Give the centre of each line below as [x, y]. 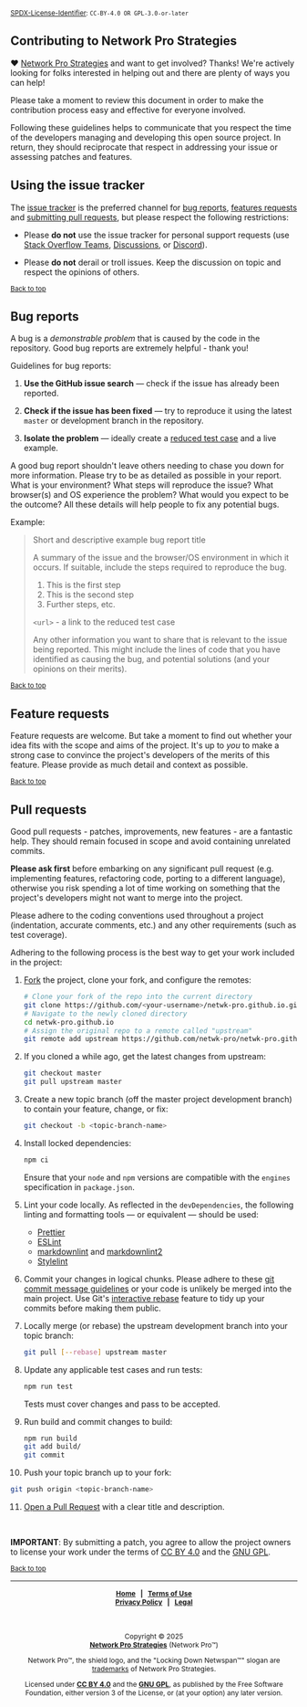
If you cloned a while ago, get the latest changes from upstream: [145, 1057]
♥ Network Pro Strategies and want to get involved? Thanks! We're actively [153, 63]
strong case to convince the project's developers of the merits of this [140, 755]
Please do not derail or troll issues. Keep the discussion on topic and [152, 262]
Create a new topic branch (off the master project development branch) [158, 1100]
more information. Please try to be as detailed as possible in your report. [146, 476]
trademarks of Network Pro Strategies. [154, 1669]
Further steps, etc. [81, 605]
